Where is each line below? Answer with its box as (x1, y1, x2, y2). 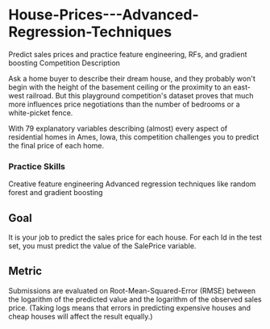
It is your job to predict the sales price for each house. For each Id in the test (8, 232, 262, 243)
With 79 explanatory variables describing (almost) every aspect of (8, 123, 228, 133)
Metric (8, 264, 43, 278)
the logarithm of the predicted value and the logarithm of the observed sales (8, 294, 262, 304)
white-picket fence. (8, 107, 73, 118)
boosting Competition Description (8, 58, 121, 68)
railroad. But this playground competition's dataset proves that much (26, 90, 254, 100)
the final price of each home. (8, 140, 105, 150)
